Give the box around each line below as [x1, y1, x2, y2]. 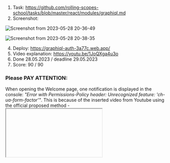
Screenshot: [12, 15, 39, 21]
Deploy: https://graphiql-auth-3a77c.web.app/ [12, 45, 111, 51]
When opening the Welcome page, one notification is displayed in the [5, 86, 152, 92]
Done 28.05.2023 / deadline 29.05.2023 [12, 56, 98, 62]
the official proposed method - [5, 102, 70, 108]
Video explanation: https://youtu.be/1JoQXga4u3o [12, 51, 119, 57]
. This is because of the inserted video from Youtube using [40, 97, 165, 103]
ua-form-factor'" [5, 97, 41, 103]
